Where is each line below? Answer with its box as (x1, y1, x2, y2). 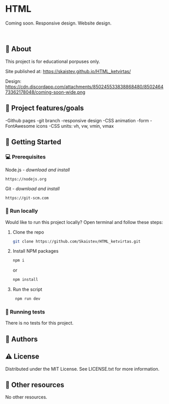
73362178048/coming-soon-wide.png (5, 89, 86, 95)
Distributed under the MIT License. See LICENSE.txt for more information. (5, 366, 160, 372)
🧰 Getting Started (5, 138, 62, 146)
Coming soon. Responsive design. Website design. (5, 20, 112, 26)
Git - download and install (5, 186, 60, 192)
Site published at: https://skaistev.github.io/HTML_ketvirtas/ (5, 68, 131, 74)
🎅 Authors (5, 334, 38, 343)
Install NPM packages (12, 248, 59, 254)
